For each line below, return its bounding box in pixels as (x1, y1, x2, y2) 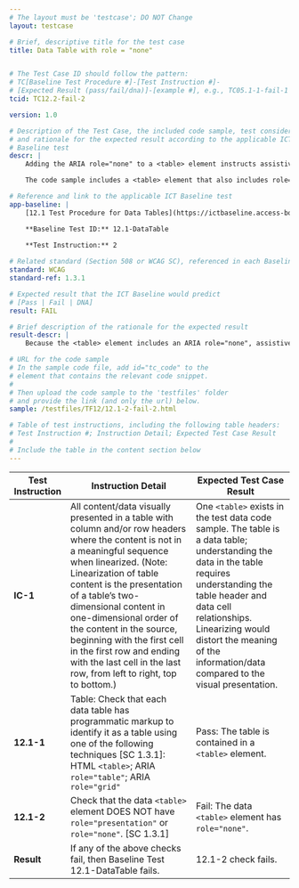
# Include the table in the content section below (9, 445, 201, 454)
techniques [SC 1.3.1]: (69, 748, 166, 761)
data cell (195, 600, 232, 613)
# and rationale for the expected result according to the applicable (9, 134, 277, 143)
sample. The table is (195, 522, 280, 534)
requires (195, 566, 231, 579)
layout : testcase (9, 21, 74, 30)
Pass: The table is (195, 725, 270, 737)
